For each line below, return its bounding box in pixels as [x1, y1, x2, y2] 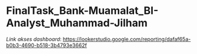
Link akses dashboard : [6, 35, 62, 42]
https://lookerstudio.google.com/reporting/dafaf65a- [62, 35, 191, 42]
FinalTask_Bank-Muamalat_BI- [6, 4, 159, 17]
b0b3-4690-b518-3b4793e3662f [6, 42, 87, 49]
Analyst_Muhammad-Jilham [6, 16, 148, 30]
